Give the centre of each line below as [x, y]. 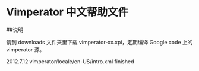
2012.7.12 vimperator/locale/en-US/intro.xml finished [70, 61]
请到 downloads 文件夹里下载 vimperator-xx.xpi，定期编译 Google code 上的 [99, 42]
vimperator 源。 [26, 49]
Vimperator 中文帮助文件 [67, 12]
